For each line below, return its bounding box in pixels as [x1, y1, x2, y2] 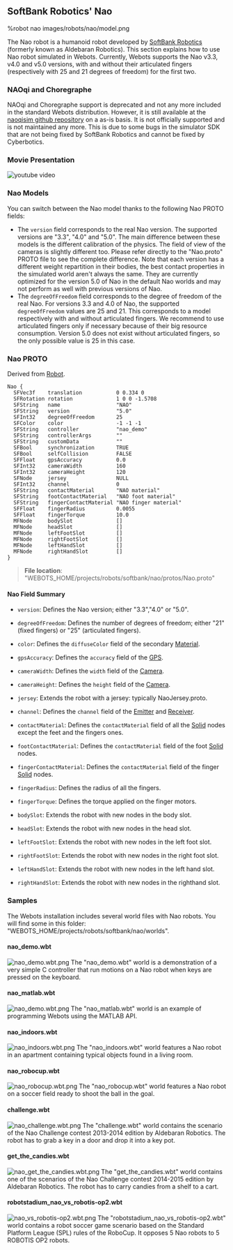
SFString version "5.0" [13, 408, 132, 415]
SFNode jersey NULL [13, 475, 129, 482]
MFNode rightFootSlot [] [13, 536, 123, 543]
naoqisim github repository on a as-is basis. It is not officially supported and [7, 115, 225, 124]
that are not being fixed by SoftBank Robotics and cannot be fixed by [7, 131, 205, 139]
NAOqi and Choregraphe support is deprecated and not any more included [7, 101, 221, 109]
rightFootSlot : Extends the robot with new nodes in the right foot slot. [17, 851, 219, 860]
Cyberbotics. [7, 137, 45, 146]
